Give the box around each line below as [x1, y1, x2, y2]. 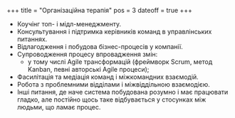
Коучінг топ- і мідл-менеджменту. [16, 20, 122, 28]
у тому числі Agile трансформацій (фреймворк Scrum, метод [27, 58, 213, 66]
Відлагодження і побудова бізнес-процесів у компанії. [16, 43, 183, 50]
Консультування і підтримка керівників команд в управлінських [16, 28, 212, 36]
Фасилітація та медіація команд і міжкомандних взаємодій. [16, 73, 199, 81]
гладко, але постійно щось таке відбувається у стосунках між [16, 95, 207, 104]
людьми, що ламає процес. [16, 103, 101, 111]
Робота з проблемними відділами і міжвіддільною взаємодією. [16, 80, 211, 88]
